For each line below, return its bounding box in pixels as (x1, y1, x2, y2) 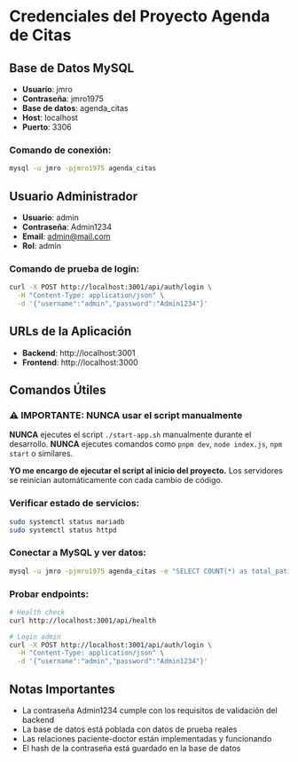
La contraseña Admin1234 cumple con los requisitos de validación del (21, 704, 278, 716)
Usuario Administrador (9, 188, 138, 203)
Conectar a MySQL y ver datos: (9, 546, 146, 559)
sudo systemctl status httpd (9, 526, 117, 535)
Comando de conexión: (9, 144, 112, 156)
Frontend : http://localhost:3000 (21, 357, 139, 368)
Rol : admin (21, 240, 62, 250)
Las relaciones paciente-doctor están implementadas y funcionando (21, 733, 272, 743)
